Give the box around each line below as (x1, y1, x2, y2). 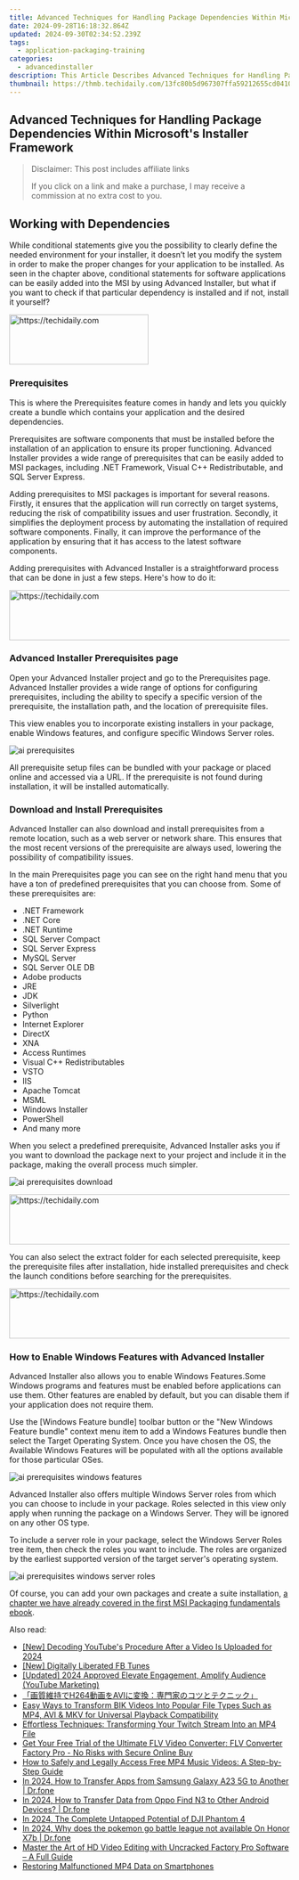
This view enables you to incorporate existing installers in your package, (9, 718, 274, 729)
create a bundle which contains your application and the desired (9, 406, 245, 417)
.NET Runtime (21, 924, 73, 936)
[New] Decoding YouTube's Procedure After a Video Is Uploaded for (21, 1641, 273, 1653)
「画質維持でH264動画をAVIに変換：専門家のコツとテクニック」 (21, 1690, 258, 1701)
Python (21, 1009, 49, 1020)
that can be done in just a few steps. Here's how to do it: (9, 572, 216, 583)
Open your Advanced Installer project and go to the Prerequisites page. (9, 672, 271, 683)
